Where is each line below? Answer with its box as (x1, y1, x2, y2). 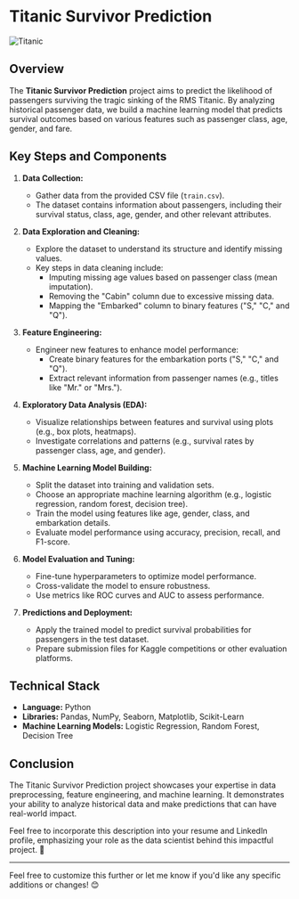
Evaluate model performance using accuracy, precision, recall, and (35, 527, 281, 537)
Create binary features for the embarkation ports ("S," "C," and (48, 354, 279, 364)
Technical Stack (9, 678, 101, 693)
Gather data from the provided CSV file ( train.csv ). (35, 190, 225, 200)
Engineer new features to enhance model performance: (35, 344, 238, 355)
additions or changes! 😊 (9, 879, 100, 890)
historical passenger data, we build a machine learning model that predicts (9, 104, 283, 115)
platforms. (35, 652, 73, 663)
